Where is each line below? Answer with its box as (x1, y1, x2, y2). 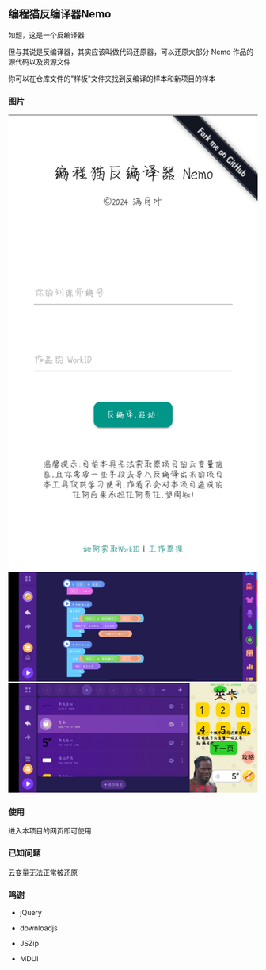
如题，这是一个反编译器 (8, 30, 85, 40)
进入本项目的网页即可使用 (8, 826, 92, 836)
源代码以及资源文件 (8, 56, 71, 66)
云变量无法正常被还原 (8, 868, 78, 877)
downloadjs (19, 923, 58, 933)
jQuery (19, 908, 42, 918)
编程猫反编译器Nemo (8, 7, 112, 21)
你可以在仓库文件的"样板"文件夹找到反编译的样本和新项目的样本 (8, 74, 216, 83)
